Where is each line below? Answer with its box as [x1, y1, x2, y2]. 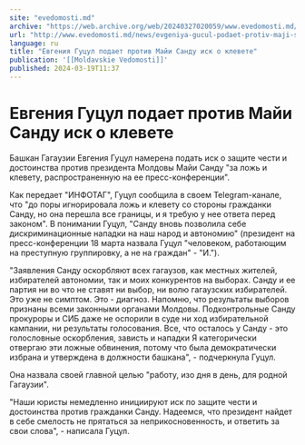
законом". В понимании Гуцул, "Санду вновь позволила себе [9, 218, 247, 229]
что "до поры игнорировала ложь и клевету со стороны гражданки [9, 199, 272, 210]
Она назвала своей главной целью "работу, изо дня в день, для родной [9, 369, 288, 380]
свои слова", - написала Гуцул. [9, 425, 130, 436]
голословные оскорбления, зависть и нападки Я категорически [9, 332, 257, 343]
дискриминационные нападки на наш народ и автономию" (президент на [9, 228, 296, 239]
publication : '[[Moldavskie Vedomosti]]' [9, 55, 169, 64]
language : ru [9, 38, 59, 48]
